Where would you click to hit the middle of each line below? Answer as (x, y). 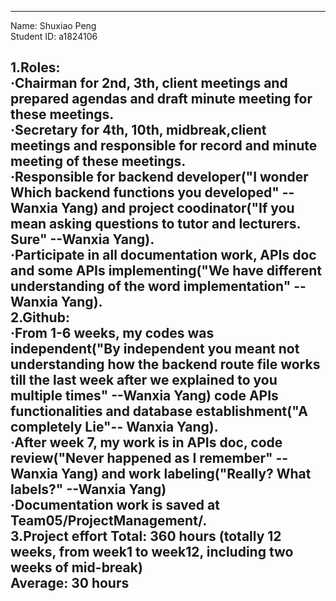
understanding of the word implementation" (151, 286)
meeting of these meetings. (98, 161)
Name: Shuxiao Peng (53, 25)
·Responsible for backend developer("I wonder (159, 177)
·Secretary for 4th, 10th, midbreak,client (138, 130)
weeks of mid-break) (76, 567)
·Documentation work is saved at (115, 505)
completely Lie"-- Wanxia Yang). (114, 427)
